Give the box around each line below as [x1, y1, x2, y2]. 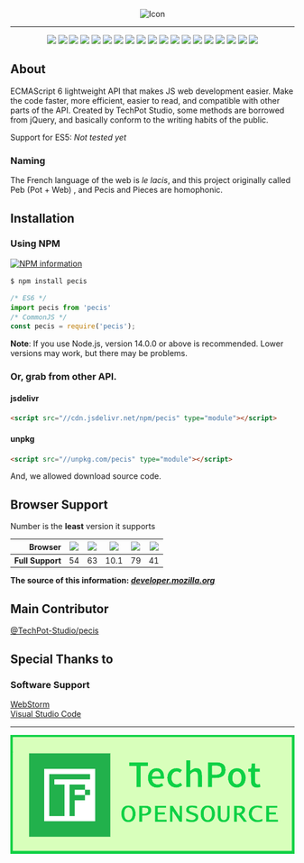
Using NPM [10, 237, 61, 250]
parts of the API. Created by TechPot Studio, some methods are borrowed [10, 105, 285, 115]
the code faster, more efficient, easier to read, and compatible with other [10, 95, 281, 106]
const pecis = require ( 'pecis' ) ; [10, 322, 136, 331]
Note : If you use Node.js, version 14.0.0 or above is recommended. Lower [10, 338, 284, 349]
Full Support [14, 555, 62, 565]
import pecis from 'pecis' [10, 303, 112, 312]
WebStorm [10, 699, 51, 710]
